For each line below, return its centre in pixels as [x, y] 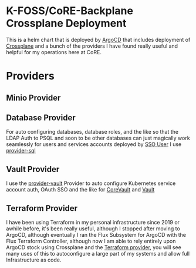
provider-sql [21, 151]
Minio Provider [33, 97]
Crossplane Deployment [66, 23]
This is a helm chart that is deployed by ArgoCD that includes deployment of [98, 39]
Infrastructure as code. [34, 260]
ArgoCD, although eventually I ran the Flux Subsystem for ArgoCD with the [96, 234]
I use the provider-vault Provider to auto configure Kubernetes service [91, 183]
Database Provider [41, 118]
